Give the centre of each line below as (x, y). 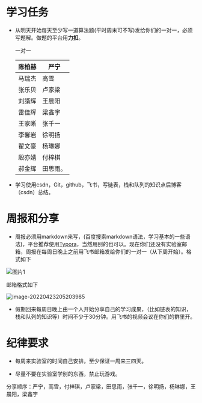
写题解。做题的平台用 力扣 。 (49, 37)
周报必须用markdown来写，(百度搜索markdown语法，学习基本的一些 (100, 236)
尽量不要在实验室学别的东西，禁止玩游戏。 (68, 374)
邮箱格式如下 (22, 285)
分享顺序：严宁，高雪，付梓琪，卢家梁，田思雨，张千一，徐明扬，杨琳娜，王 (101, 386)
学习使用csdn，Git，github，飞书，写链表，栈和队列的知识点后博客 (98, 185)
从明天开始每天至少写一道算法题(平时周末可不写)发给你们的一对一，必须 (104, 30)
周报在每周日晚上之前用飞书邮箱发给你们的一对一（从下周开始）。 (106, 251)
